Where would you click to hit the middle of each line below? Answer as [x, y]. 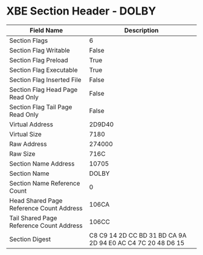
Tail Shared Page [33, 218]
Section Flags [29, 40]
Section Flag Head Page [43, 89]
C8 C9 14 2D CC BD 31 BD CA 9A [138, 235]
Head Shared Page [36, 201]
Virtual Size [26, 134]
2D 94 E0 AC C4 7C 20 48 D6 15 [137, 243]
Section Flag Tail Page [41, 107]
